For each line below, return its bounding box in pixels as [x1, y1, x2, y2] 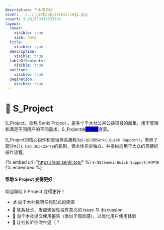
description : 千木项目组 [5, 7, 53, 12]
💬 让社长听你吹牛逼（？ [12, 219, 61, 225]
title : [9, 40, 23, 45]
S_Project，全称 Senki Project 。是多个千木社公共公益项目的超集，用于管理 [5, 120, 159, 126]
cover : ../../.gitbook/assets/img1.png [5, 12, 88, 17]
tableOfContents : [9, 58, 46, 63]
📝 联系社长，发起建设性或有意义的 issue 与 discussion [12, 207, 123, 213]
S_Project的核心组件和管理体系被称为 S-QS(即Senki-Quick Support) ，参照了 [5, 136, 158, 142]
